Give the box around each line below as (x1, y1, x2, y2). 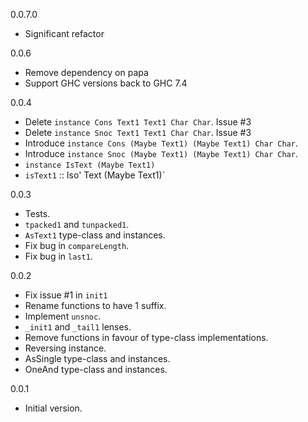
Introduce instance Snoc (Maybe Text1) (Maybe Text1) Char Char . (24, 148, 298, 159)
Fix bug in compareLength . (24, 240, 130, 251)
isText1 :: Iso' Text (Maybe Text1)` (24, 169, 166, 181)
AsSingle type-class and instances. (24, 353, 171, 364)
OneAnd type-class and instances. (24, 364, 168, 375)
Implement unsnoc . (24, 310, 102, 322)
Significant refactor (24, 28, 105, 39)
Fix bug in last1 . (24, 250, 93, 262)
